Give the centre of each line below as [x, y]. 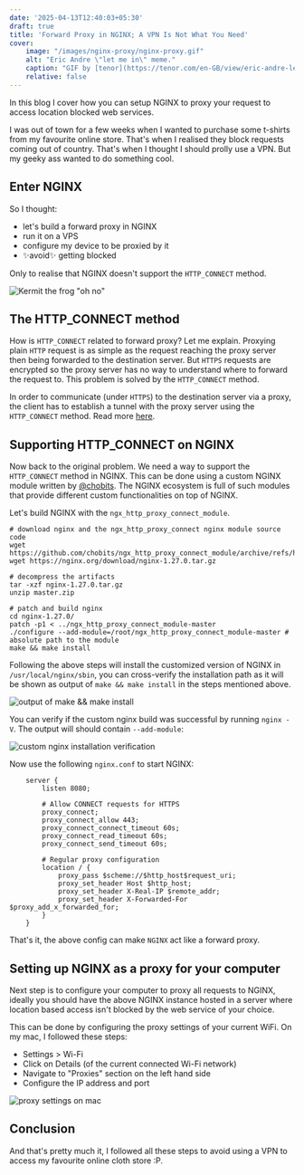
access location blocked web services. [82, 112]
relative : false [57, 77]
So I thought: [33, 208]
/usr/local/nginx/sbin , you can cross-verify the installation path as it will [147, 674]
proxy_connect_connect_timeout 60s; [111, 828]
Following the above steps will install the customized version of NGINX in [145, 665]
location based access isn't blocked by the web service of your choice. [142, 1009]
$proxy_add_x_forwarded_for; [64, 908]
